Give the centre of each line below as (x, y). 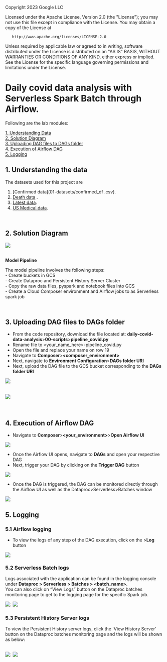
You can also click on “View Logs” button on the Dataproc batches (74, 589)
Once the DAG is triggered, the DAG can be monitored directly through (85, 484)
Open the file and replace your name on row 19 (61, 350)
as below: (15, 639)
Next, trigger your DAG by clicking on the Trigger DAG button (76, 465)
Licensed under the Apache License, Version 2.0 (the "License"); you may (82, 17)
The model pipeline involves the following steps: (55, 270)
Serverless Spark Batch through (73, 99)
